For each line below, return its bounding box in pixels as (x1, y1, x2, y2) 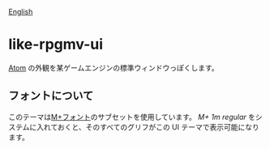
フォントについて (8, 89, 94, 103)
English (8, 7, 33, 16)
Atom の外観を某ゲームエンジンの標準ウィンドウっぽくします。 (8, 62, 219, 72)
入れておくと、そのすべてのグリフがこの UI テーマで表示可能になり (36, 121, 259, 132)
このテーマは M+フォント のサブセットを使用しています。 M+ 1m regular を (8, 112, 255, 121)
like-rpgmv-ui (8, 36, 104, 53)
